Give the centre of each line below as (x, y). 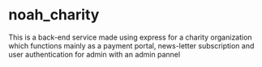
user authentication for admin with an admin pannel (94, 54)
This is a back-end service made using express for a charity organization (131, 37)
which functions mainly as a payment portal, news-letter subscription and (131, 45)
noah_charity (54, 15)
